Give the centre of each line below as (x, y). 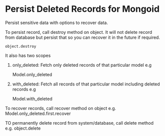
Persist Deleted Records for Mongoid (82, 9)
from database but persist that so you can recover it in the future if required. (83, 37)
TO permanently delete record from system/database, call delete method (80, 123)
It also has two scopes (28, 55)
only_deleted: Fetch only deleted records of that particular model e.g (82, 65)
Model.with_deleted (32, 99)
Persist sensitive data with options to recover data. (57, 23)
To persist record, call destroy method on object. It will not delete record (79, 32)
